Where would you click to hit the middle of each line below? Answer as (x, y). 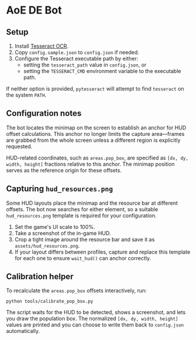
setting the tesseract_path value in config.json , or (85, 65)
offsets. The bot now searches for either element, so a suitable (82, 209)
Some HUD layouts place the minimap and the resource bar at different (92, 203)
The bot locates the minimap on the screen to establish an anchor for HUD (96, 128)
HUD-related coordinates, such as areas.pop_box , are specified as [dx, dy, (97, 158)
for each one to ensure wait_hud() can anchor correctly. (83, 258)
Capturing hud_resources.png (60, 189)
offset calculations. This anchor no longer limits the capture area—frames (95, 134)
